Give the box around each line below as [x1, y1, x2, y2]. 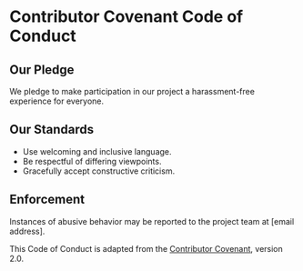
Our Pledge [9, 62, 75, 77]
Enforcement [9, 192, 85, 207]
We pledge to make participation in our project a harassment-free [9, 86, 255, 96]
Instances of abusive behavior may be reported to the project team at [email [9, 216, 295, 226]
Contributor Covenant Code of [9, 6, 244, 27]
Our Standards [9, 122, 95, 137]
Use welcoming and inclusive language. [22, 146, 172, 156]
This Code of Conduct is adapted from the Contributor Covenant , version [9, 243, 284, 254]
